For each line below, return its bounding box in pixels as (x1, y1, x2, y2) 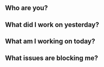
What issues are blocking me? (5, 54, 98, 62)
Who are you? (5, 4, 48, 12)
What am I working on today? (5, 37, 96, 45)
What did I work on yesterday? (5, 21, 100, 29)
